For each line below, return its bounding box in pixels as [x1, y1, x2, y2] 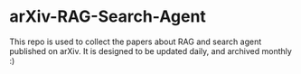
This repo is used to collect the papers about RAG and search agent [9, 36, 262, 47]
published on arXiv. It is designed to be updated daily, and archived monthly [9, 45, 292, 56]
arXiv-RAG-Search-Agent [9, 6, 206, 27]
